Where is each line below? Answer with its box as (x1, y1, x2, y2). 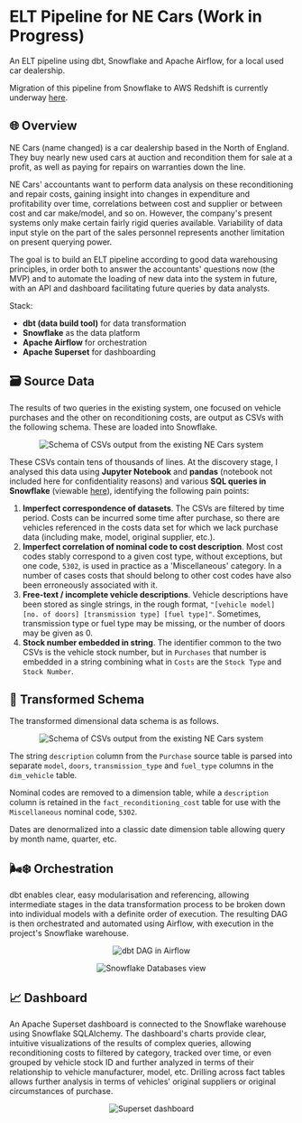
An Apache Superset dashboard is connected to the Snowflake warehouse (9, 1018, 287, 1029)
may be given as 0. (22, 627, 93, 638)
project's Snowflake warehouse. (9, 928, 129, 939)
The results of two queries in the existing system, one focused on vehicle (9, 402, 281, 413)
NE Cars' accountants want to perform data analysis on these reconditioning (9, 179, 294, 190)
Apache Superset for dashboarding (22, 346, 156, 357)
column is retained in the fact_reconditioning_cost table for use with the (9, 797, 281, 808)
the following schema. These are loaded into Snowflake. (9, 422, 218, 432)
